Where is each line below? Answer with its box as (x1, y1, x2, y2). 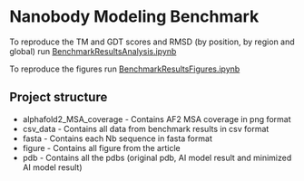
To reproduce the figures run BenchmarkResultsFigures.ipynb (9, 63, 240, 74)
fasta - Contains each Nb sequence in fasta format (22, 133, 213, 144)
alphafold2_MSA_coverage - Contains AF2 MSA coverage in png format (22, 113, 292, 124)
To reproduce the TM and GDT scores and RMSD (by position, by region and (9, 36, 295, 47)
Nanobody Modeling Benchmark (9, 6, 260, 27)
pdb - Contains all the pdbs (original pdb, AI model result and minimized (22, 152, 292, 163)
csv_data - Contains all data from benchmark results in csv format (22, 123, 270, 134)
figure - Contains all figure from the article (22, 142, 181, 153)
